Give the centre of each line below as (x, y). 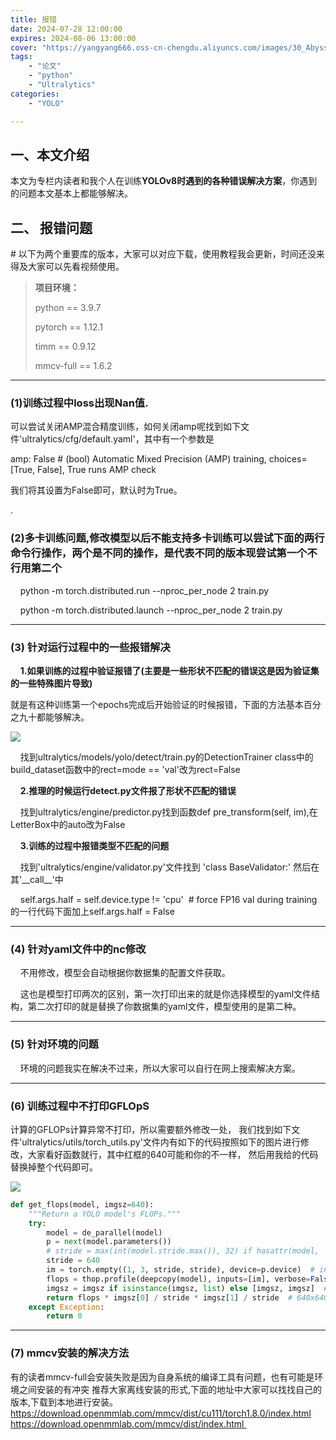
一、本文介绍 (50, 154)
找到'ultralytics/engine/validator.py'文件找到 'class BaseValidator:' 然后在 (169, 867)
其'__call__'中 (37, 880)
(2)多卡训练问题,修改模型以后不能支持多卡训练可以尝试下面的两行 (167, 538)
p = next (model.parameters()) (109, 1242)
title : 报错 (33, 19)
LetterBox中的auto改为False (68, 825)
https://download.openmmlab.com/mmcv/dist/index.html (127, 1423)
